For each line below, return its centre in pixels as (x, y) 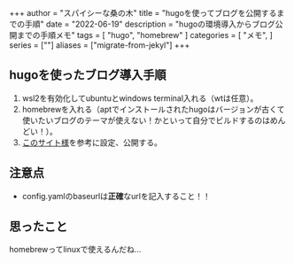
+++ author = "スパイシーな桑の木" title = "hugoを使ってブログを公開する (143, 13)
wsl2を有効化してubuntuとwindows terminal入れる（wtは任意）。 (140, 98)
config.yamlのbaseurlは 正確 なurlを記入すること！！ (116, 196)
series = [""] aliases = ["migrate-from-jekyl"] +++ (100, 45)
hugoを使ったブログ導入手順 (88, 75)
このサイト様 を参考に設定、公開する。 (92, 142)
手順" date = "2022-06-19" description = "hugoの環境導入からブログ (150, 24)
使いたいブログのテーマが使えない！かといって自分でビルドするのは (146, 120)
